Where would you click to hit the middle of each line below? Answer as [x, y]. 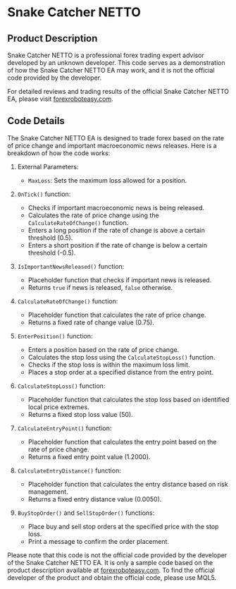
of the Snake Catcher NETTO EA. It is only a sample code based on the [110, 562]
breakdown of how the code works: [59, 153]
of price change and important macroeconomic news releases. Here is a [112, 145]
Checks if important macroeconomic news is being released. [116, 207]
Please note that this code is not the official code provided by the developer [117, 555]
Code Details [36, 121]
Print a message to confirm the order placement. [99, 541]
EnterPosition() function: [55, 336]
